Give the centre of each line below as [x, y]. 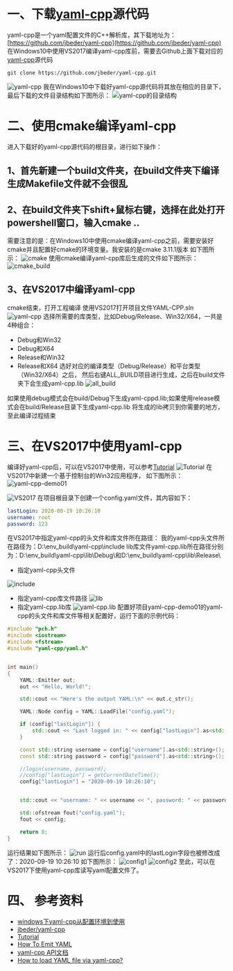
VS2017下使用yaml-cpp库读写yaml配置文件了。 [75, 870]
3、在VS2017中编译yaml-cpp [71, 290]
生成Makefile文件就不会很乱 [68, 184]
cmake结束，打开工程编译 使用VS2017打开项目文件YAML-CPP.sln [101, 308]
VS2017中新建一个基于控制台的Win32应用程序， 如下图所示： [95, 475]
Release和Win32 [41, 357]
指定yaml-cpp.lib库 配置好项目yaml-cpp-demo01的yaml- [120, 607]
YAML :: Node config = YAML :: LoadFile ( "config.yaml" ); [97, 712]
